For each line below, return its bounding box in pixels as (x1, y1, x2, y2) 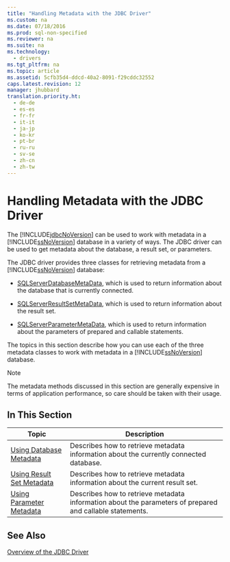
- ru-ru (13, 144, 36, 151)
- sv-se (13, 150, 36, 158)
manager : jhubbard (7, 87, 60, 93)
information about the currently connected (69, 449, 207, 459)
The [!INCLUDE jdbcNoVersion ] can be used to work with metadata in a (7, 230, 207, 238)
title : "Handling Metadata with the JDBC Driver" (7, 10, 152, 17)
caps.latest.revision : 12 (7, 80, 81, 87)
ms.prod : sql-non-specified (7, 29, 88, 36)
